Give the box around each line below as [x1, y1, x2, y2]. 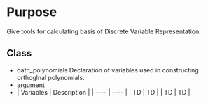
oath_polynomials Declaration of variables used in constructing [16, 65, 199, 74]
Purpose [6, 4, 57, 20]
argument [16, 81, 45, 89]
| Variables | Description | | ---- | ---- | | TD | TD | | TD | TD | [16, 88, 190, 96]
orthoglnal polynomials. [16, 73, 85, 81]
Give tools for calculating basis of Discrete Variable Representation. [6, 27, 201, 35]
